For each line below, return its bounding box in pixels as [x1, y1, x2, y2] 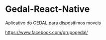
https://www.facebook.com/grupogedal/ [5, 29, 88, 35]
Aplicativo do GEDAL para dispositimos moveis [5, 20, 101, 26]
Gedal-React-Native [5, 3, 90, 15]
